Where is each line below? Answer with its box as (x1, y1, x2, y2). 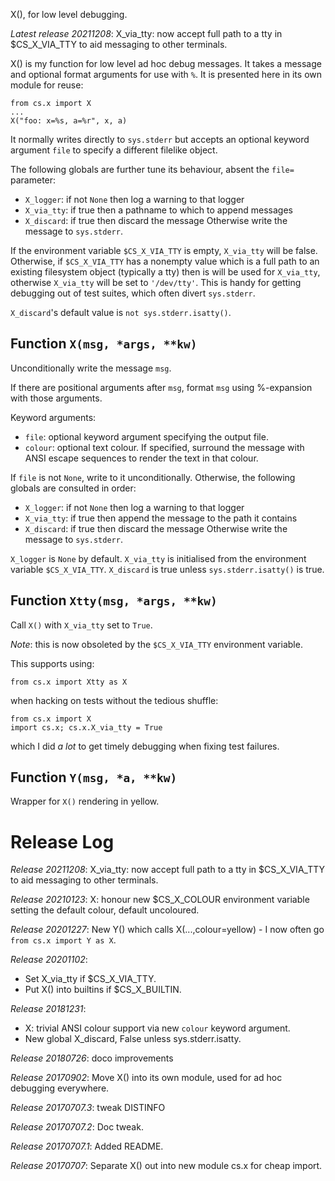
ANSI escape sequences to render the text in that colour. (24, 452, 259, 464)
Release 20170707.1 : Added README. (10, 1140, 164, 1153)
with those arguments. (10, 392, 103, 404)
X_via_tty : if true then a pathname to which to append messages (24, 204, 293, 216)
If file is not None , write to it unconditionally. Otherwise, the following (10, 471, 296, 483)
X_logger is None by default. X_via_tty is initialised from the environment (10, 552, 307, 564)
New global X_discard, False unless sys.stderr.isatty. (24, 1033, 242, 1045)
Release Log (10, 830, 115, 853)
